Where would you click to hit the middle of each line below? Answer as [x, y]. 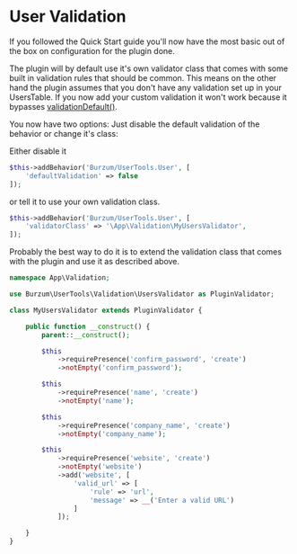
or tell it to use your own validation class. [85, 201]
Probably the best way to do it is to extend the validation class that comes [146, 252]
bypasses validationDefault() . [64, 106]
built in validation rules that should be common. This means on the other [143, 77]
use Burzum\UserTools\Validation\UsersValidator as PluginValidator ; [142, 294]
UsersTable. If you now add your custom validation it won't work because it [148, 97]
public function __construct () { [88, 326]
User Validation [68, 17]
